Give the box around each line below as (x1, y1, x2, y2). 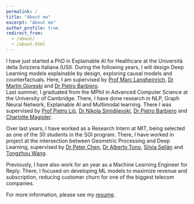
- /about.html (11, 42, 46, 47)
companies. (6, 179, 34, 186)
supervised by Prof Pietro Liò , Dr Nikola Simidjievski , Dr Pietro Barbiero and (6, 107, 188, 114)
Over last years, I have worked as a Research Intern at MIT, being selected (6, 124, 185, 132)
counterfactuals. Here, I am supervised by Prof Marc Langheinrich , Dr (6, 76, 174, 83)
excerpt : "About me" (6, 19, 57, 25)
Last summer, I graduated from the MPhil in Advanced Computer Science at (6, 89, 188, 96)
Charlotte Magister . (6, 113, 53, 120)
